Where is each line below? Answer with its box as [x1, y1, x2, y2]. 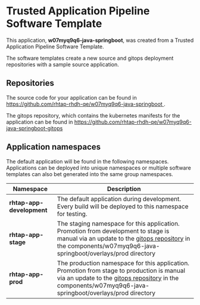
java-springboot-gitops [6, 124, 63, 132]
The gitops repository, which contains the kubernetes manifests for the [6, 112, 180, 119]
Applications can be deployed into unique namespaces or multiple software [6, 164, 192, 171]
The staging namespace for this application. [57, 219, 180, 227]
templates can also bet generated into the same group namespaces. [6, 170, 174, 177]
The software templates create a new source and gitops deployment [6, 54, 174, 61]
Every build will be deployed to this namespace [57, 202, 189, 210]
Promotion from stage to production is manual [57, 266, 186, 275]
